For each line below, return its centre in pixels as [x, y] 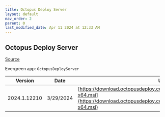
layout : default [22, 14]
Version [25, 80]
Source [12, 59]
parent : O [15, 23]
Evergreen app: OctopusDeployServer [42, 68]
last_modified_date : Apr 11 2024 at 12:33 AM [52, 28]
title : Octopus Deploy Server [36, 10]
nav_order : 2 [18, 19]
